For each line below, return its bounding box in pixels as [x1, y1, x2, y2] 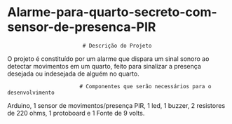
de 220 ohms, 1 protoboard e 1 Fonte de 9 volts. [7, 109, 145, 117]
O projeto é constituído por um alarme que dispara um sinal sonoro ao [7, 54, 210, 63]
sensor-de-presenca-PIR [7, 19, 156, 35]
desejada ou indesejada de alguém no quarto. [7, 69, 139, 78]
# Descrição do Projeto [82, 42, 152, 49]
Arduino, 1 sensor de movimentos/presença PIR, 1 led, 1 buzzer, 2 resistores [7, 101, 226, 109]
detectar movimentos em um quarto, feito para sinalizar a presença [7, 62, 202, 70]
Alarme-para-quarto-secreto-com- [7, 4, 217, 20]
